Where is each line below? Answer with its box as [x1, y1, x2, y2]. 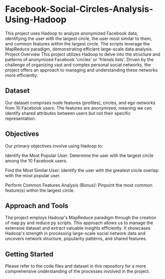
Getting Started [5, 250, 54, 258]
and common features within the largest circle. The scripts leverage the [5, 40, 150, 46]
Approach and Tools [5, 201, 68, 210]
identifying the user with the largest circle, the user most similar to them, [5, 36, 152, 41]
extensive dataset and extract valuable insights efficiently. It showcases [5, 225, 151, 231]
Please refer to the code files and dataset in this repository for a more [5, 263, 146, 269]
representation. [5, 115, 36, 121]
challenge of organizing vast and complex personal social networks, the [5, 62, 151, 68]
